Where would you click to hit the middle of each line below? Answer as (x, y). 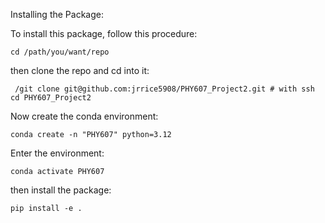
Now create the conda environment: (84, 116)
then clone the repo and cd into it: (80, 70)
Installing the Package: (57, 14)
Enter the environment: (57, 153)
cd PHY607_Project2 (51, 98)
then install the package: (61, 190)
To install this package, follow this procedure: (104, 33)
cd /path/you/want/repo (60, 52)
